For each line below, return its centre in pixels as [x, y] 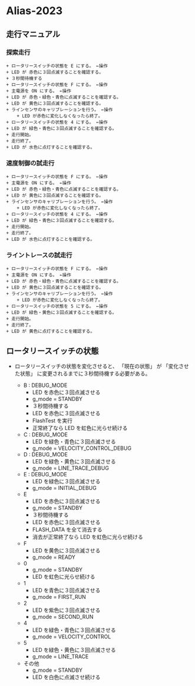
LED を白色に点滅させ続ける [66, 677]
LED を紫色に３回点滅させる [66, 610]
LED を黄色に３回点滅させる [66, 551]
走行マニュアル [33, 34]
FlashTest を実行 [52, 421]
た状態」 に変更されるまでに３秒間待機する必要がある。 [82, 374]
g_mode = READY [54, 557]
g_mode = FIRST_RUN [59, 597]
